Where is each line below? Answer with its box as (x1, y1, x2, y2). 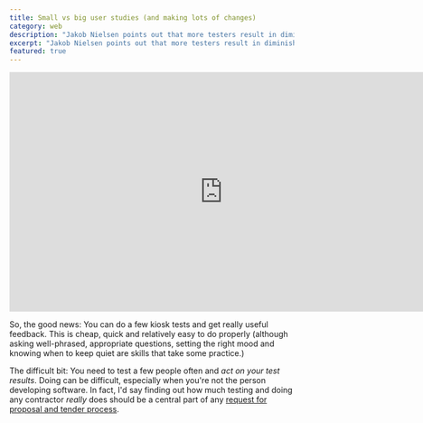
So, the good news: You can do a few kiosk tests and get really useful (9, 319, 268, 330)
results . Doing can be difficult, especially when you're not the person (9, 375, 267, 386)
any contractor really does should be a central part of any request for (9, 394, 268, 405)
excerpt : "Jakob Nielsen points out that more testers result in (9, 38, 260, 48)
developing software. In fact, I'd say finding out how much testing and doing (9, 385, 293, 396)
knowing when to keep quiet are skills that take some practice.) (9, 348, 245, 359)
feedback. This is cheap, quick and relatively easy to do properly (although (9, 329, 289, 340)
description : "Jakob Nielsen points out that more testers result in (9, 30, 277, 39)
